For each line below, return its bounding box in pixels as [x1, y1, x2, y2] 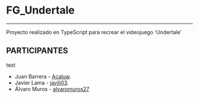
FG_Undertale [6, 4, 75, 17]
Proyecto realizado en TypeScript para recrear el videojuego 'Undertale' [6, 28, 182, 35]
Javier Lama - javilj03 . [14, 79, 69, 86]
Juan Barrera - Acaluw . [14, 73, 72, 80]
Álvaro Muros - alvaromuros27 [14, 85, 90, 92]
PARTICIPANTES [6, 45, 68, 56]
